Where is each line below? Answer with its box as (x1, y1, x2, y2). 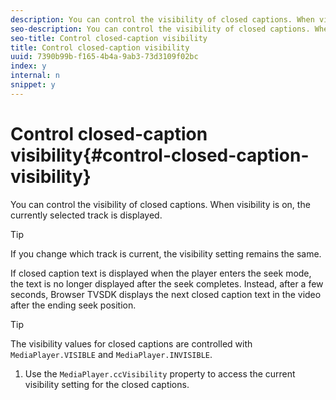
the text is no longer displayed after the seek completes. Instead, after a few (10, 277, 324, 290)
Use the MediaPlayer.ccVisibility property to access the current (24, 367, 296, 380)
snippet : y (10, 80, 56, 90)
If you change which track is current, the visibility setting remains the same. (10, 247, 322, 260)
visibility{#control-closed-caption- (10, 144, 310, 166)
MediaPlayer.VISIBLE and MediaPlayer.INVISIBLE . (10, 348, 213, 360)
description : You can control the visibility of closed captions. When (10, 14, 315, 25)
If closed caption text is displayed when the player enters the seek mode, (10, 267, 312, 279)
